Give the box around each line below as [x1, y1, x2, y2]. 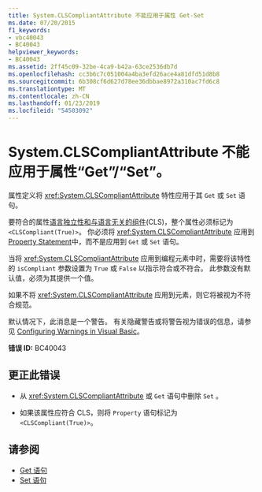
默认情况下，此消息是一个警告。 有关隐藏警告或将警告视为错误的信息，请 [8, 316, 245, 326]
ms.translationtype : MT [8, 84, 87, 93]
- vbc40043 [8, 33, 44, 42]
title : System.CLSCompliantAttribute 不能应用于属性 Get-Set [8, 11, 205, 20]
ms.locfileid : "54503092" [8, 107, 93, 115]
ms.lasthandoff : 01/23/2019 [8, 99, 101, 107]
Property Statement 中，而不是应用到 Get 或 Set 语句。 [8, 237, 183, 246]
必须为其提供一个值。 [28, 273, 98, 282]
